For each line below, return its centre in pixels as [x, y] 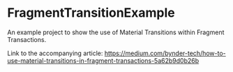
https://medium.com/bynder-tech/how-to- [165, 53]
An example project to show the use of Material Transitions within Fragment [116, 32]
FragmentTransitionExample [91, 13]
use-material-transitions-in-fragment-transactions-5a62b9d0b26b [103, 60]
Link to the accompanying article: [55, 53]
